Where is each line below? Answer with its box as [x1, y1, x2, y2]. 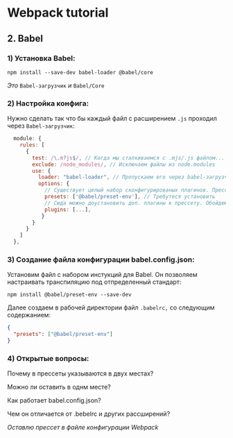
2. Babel [7, 33, 44, 44]
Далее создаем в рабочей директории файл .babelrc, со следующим [7, 303, 215, 312]
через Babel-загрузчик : [7, 121, 75, 130]
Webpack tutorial [7, 5, 109, 21]
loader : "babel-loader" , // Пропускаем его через [37, 174, 185, 181]
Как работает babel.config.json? [7, 396, 102, 405]
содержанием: [7, 311, 51, 319]
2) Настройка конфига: [7, 99, 89, 108]
